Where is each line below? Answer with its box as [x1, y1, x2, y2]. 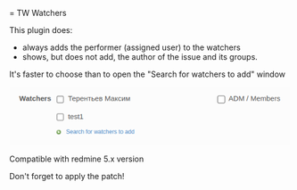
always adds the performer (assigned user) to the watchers [21, 42, 241, 53]
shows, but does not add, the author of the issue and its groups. [21, 52, 259, 62]
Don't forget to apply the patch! [9, 171, 125, 182]
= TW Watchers [9, 8, 67, 18]
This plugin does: [9, 25, 73, 35]
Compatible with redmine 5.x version [9, 153, 144, 164]
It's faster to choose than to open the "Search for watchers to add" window [9, 69, 286, 79]
